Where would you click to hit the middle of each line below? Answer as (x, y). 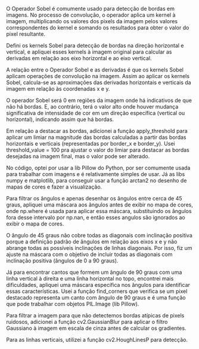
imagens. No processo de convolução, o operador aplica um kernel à (91, 15)
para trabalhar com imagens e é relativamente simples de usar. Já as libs (96, 174)
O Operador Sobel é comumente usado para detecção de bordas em (90, 9)
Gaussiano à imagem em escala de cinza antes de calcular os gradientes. (96, 328)
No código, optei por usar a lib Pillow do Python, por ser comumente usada (98, 168)
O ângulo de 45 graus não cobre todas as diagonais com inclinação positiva (99, 235)
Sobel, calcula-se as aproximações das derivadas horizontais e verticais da (99, 82)
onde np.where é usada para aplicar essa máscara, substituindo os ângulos (99, 211)
